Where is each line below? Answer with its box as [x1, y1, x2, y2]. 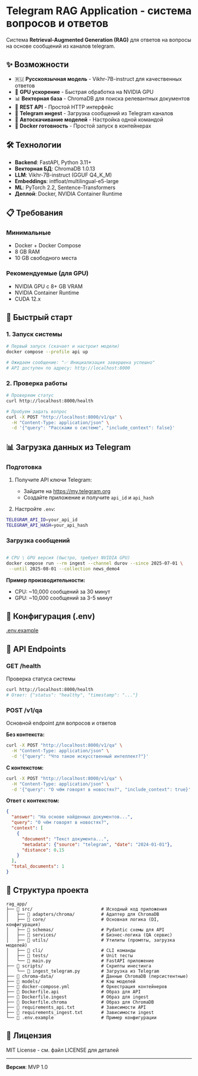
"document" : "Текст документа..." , [21, 836, 110, 842]
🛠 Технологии [6, 140, 62, 150]
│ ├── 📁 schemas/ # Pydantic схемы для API [6, 927, 165, 932]
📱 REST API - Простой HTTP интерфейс [14, 103, 114, 110]
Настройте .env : [14, 505, 56, 512]
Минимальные [6, 229, 51, 237]
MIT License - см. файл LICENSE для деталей [6, 1046, 119, 1054]
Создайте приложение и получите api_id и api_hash [23, 494, 154, 501]
